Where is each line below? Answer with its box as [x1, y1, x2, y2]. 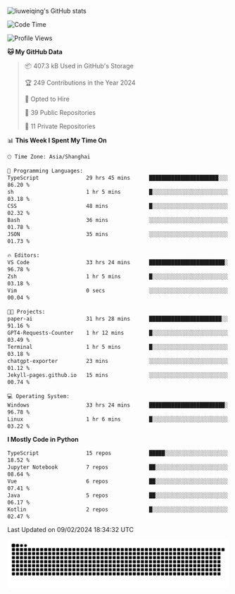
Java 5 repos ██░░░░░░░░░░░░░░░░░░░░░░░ [7, 492, 229, 499]
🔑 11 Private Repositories [24, 122, 96, 130]
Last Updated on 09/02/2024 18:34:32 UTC [7, 526, 134, 533]
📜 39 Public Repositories [24, 109, 96, 116]
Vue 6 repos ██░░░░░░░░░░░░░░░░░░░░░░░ [7, 478, 229, 485]
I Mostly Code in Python [7, 435, 79, 443]
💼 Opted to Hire [24, 95, 70, 103]
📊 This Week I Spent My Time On [7, 136, 107, 144]
